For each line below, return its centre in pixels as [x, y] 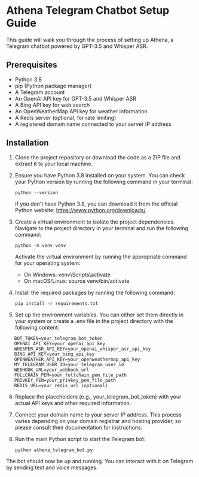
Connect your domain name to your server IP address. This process [98, 415]
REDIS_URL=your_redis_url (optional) [61, 385]
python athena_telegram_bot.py [54, 450]
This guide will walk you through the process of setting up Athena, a [90, 40]
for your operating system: [48, 263]
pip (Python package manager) [53, 86]
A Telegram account [40, 92]
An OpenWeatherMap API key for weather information [81, 111]
